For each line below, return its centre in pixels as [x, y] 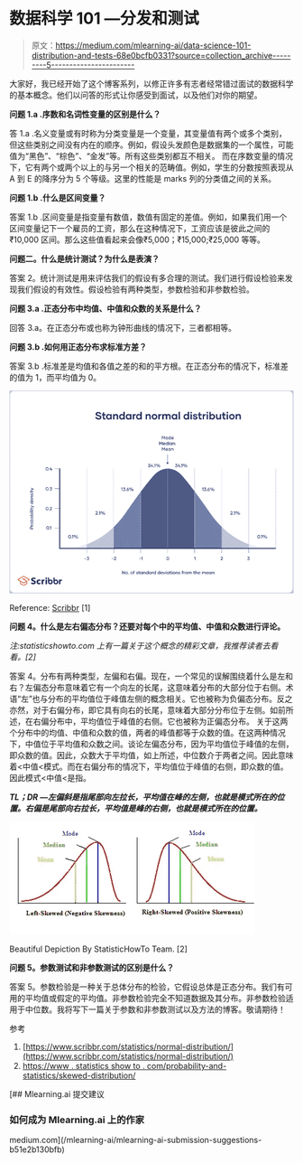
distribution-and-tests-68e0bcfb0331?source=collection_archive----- [161, 55]
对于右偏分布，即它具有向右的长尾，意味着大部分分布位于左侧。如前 [159, 709]
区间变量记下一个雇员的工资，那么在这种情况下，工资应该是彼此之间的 [140, 228]
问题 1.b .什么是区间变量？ [58, 197]
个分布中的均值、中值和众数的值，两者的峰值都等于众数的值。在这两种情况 [147, 732]
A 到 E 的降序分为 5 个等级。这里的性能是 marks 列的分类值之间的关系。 [143, 178]
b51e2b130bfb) [37, 1149]
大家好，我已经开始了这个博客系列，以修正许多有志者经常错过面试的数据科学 [151, 83]
